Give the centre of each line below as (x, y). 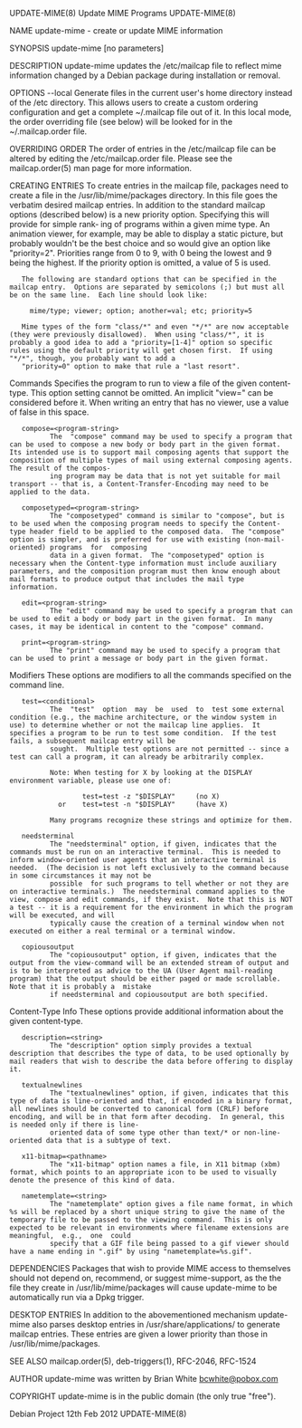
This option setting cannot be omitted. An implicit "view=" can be (152, 393)
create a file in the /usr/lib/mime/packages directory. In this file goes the (144, 195)
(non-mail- (264, 540)
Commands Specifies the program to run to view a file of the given (133, 383)
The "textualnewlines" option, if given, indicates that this (169, 1093)
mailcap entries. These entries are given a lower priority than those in (139, 1334)
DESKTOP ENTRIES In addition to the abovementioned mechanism (133, 1315)
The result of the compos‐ (60, 468)
